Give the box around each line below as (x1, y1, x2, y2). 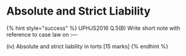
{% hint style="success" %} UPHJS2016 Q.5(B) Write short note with (6, 24, 180, 32)
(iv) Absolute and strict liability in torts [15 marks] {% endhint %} (6, 43, 168, 50)
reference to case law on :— (6, 30, 78, 38)
